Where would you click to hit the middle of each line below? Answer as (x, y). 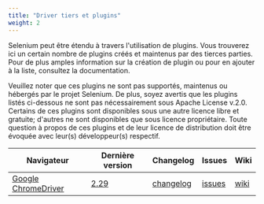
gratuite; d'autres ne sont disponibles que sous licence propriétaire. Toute (128, 119)
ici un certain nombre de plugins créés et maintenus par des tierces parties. (130, 54)
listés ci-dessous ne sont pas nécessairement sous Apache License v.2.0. (128, 102)
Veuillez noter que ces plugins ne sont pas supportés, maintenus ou (118, 85)
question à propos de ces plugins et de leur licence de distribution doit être (130, 128)
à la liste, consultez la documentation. (70, 70)
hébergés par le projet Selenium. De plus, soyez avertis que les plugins (123, 94)
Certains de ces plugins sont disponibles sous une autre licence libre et (124, 110)
